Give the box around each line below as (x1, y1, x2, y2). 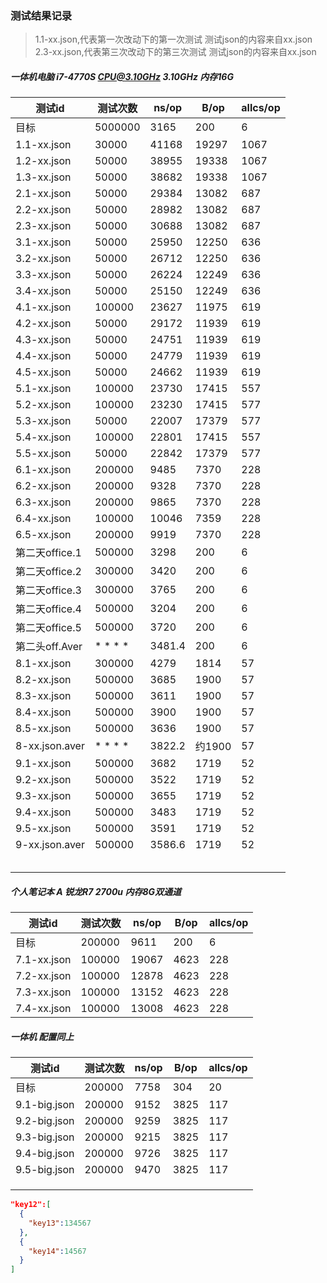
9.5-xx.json (15, 822, 72, 836)
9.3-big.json (15, 1130, 75, 1144)
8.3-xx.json (15, 689, 72, 703)
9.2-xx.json (15, 773, 72, 787)
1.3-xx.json (15, 170, 72, 184)
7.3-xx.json (15, 985, 72, 999)
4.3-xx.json (15, 333, 72, 347)
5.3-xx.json (15, 414, 72, 428)
